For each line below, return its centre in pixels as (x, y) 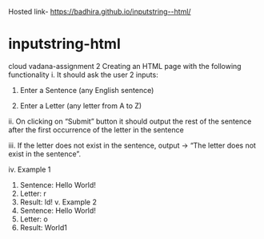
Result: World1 (44, 227)
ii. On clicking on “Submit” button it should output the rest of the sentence (130, 121)
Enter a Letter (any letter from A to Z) (81, 105)
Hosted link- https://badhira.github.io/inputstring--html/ (100, 12)
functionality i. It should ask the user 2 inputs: (83, 75)
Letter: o (34, 219)
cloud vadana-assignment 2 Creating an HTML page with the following (125, 66)
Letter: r (33, 193)
